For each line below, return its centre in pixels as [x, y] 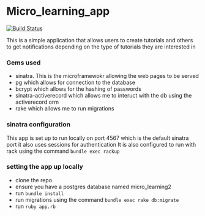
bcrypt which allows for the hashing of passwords [78, 89]
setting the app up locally [45, 167]
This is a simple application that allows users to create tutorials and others [100, 40]
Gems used [24, 63]
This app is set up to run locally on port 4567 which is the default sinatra [98, 138]
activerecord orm [37, 102]
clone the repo [34, 180]
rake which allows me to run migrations [65, 109]
